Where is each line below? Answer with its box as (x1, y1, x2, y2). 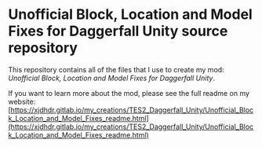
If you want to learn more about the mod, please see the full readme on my (8, 88, 249, 97)
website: (8, 97, 36, 106)
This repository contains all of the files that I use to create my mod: (8, 64, 225, 74)
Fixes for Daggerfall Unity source (8, 22, 228, 40)
